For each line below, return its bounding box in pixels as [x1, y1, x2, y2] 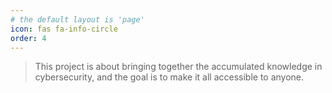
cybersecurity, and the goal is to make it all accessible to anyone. [34, 71, 305, 83]
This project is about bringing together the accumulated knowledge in [34, 61, 323, 73]
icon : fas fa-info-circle [10, 24, 118, 34]
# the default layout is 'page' [10, 14, 145, 25]
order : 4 [10, 33, 47, 43]
